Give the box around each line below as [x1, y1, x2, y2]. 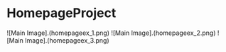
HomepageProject [6, 5, 117, 21]
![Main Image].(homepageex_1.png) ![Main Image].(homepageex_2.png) [6, 28, 216, 37]
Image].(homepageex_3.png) [25, 36, 109, 44]
